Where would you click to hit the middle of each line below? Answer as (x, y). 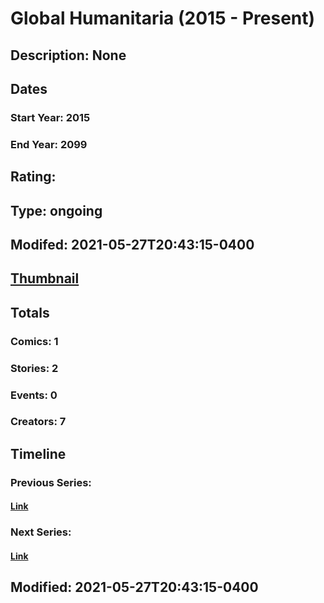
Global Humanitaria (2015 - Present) (163, 18)
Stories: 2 (34, 368)
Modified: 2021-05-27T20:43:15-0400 (134, 587)
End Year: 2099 (49, 144)
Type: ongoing (56, 210)
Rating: (33, 177)
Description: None (68, 55)
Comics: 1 (34, 341)
